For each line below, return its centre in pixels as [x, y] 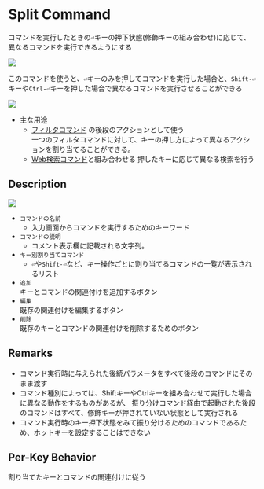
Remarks [31, 353]
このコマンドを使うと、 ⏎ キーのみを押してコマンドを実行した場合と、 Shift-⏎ [132, 78]
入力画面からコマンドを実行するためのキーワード [110, 227]
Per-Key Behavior [52, 457]
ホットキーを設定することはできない [92, 432]
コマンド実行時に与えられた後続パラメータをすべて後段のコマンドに [129, 373]
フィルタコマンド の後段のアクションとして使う [108, 129]
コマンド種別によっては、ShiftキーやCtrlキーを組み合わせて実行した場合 [136, 393]
